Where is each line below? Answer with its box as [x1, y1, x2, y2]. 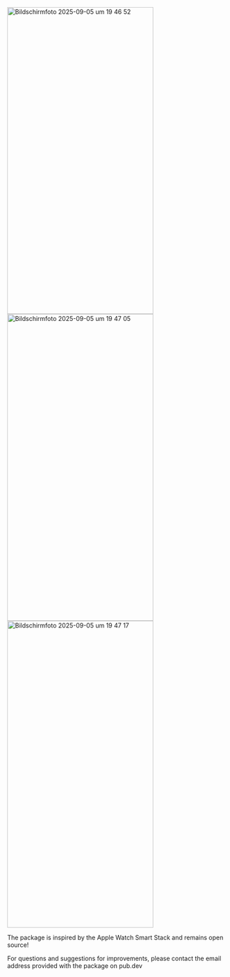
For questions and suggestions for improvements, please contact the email [7, 954, 222, 962]
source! [7, 941, 29, 949]
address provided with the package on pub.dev [7, 962, 142, 970]
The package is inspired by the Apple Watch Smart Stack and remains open [7, 933, 224, 941]
